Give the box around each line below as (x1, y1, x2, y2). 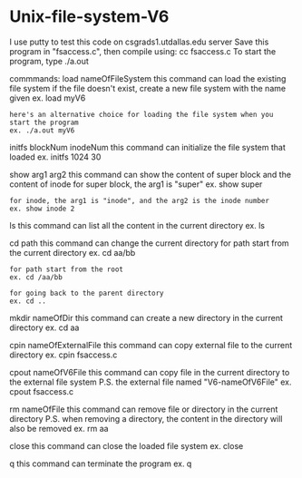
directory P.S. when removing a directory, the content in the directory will (9, 413, 283, 424)
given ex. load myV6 (9, 93, 86, 103)
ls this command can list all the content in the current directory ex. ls (9, 219, 266, 230)
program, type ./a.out (9, 55, 89, 66)
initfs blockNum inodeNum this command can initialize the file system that (9, 141, 286, 152)
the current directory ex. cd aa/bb (9, 247, 136, 258)
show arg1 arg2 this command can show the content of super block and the (9, 169, 292, 180)
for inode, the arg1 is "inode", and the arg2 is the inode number (9, 196, 270, 205)
